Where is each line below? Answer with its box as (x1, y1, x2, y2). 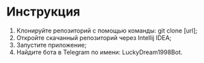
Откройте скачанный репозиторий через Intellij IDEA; (16, 33, 172, 41)
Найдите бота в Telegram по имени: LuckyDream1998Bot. (16, 48, 183, 56)
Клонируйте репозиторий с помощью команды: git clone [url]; (16, 26, 198, 35)
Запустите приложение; (16, 41, 87, 49)
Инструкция (6, 4, 80, 20)
